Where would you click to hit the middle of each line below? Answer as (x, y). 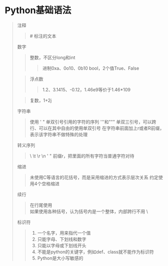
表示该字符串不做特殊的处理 (59, 134)
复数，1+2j (41, 100)
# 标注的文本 (43, 36)
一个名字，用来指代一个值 (64, 233)
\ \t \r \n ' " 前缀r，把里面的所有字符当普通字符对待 (82, 156)
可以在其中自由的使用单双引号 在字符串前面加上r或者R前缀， (101, 128)
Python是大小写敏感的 (60, 258)
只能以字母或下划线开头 (62, 245)
